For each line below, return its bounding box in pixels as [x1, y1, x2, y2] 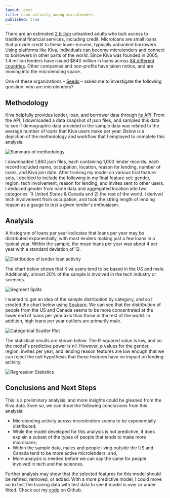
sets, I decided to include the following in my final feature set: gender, [5, 175, 151, 181]
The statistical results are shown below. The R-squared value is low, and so [5, 338, 162, 343]
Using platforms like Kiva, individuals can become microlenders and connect [5, 47, 165, 53]
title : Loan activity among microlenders [5, 12, 94, 17]
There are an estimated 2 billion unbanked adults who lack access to [5, 31, 148, 37]
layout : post [5, 7, 33, 13]
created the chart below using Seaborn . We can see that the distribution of [5, 302, 161, 308]
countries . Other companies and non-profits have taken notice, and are [5, 63, 153, 69]
